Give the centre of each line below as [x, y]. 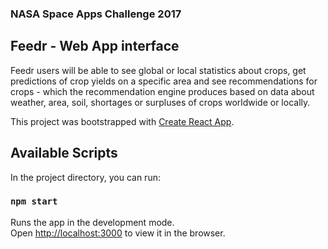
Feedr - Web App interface [95, 46]
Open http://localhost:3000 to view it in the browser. [118, 233]
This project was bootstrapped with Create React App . [122, 121]
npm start [34, 201]
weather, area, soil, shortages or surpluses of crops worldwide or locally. [160, 102]
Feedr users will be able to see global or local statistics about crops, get [158, 70]
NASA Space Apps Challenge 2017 [96, 14]
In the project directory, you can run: [85, 177]
